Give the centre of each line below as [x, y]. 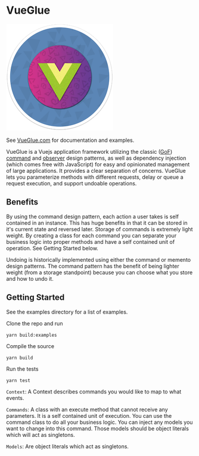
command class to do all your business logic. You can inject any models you [99, 422]
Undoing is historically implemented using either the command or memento [99, 259]
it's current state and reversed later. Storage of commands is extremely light [99, 229]
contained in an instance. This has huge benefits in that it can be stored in [97, 223]
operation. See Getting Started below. [52, 248]
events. [15, 398]
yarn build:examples [32, 335]
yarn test [18, 380]
